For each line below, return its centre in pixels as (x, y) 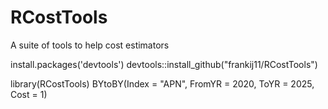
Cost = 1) (29, 94)
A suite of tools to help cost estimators (90, 45)
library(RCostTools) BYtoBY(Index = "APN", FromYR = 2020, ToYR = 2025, (162, 83)
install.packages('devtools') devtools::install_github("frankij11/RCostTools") (164, 64)
